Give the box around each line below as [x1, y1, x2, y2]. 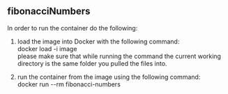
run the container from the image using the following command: [17, 73, 201, 81]
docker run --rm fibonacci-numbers [17, 79, 121, 88]
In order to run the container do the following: [7, 23, 138, 32]
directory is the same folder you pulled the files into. [17, 59, 167, 68]
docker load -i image [17, 44, 77, 53]
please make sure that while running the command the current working [17, 52, 222, 60]
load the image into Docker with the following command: [17, 37, 180, 46]
